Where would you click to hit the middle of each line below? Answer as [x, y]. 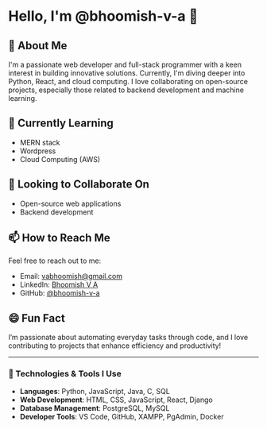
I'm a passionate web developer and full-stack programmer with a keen [125, 64]
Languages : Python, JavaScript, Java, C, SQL [95, 391]
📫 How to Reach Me [59, 238]
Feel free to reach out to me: [55, 261]
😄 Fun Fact [37, 318]
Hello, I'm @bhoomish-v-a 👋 [103, 16]
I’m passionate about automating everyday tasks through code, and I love [128, 338]
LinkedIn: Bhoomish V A [59, 284]
